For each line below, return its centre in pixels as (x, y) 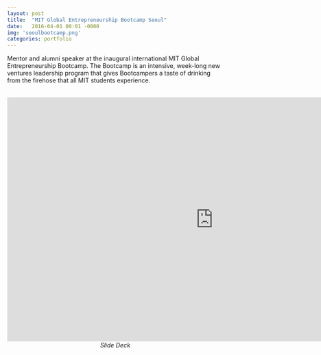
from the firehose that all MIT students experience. (79, 80)
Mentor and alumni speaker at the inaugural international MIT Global (103, 58)
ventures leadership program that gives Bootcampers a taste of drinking (109, 73)
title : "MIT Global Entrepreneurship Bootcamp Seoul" (87, 20)
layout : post (26, 13)
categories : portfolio (39, 39)
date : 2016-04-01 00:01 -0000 (53, 26)
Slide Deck (115, 345)
